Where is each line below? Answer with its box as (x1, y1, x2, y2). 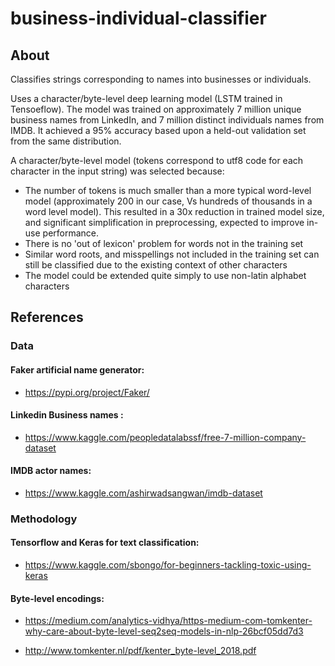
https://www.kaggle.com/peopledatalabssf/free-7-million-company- (24, 431, 307, 443)
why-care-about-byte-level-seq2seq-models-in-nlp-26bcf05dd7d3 (24, 625, 304, 637)
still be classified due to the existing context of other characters (24, 259, 288, 271)
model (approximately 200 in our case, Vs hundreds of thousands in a (24, 195, 313, 207)
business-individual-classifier (10, 7, 267, 30)
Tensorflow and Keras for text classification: (10, 537, 200, 549)
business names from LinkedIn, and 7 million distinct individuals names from (10, 114, 325, 126)
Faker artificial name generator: (10, 363, 145, 376)
